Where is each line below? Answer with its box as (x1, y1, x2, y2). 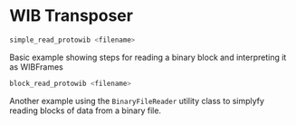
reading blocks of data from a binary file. (9, 105, 161, 116)
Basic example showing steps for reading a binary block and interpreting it (9, 52, 287, 62)
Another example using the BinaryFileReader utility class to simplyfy (9, 95, 265, 106)
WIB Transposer (9, 5, 134, 26)
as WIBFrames (9, 61, 63, 72)
